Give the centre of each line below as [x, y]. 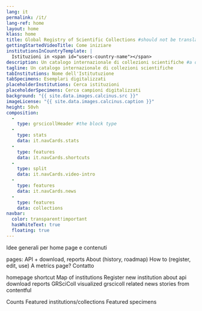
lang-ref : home [25, 23]
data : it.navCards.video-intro [56, 174]
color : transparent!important [49, 219]
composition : [23, 113]
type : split [32, 169]
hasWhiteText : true [36, 225]
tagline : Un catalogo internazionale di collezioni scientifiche [90, 68]
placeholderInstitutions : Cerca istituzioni [63, 85]
